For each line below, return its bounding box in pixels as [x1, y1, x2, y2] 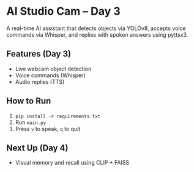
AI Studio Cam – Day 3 [6, 4, 121, 18]
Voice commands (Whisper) [15, 72, 86, 79]
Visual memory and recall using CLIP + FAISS [15, 159, 130, 166]
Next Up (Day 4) [6, 143, 69, 153]
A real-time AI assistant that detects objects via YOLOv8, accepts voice [6, 24, 186, 32]
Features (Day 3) [6, 49, 72, 59]
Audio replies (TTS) [15, 78, 65, 85]
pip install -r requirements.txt [15, 113, 101, 119]
